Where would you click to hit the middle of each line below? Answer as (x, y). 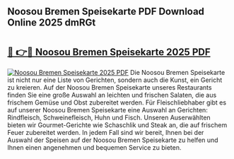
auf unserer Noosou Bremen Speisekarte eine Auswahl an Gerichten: (108, 110)
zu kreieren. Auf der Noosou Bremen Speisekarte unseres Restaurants (110, 87)
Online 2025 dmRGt (52, 23)
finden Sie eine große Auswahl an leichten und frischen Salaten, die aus (112, 95)
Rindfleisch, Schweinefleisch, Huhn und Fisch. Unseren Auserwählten (109, 117)
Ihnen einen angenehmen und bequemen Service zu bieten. (94, 147)
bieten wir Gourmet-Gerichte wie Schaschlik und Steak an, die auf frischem (117, 125)
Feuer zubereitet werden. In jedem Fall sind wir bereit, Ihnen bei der (106, 132)
